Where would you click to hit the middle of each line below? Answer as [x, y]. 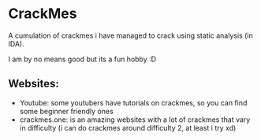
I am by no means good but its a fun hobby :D [82, 59]
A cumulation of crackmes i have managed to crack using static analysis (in [131, 35]
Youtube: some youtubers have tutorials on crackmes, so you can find [133, 102]
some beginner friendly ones [67, 111]
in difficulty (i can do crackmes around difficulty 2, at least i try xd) [128, 127]
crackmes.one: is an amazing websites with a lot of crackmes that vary [135, 120]
